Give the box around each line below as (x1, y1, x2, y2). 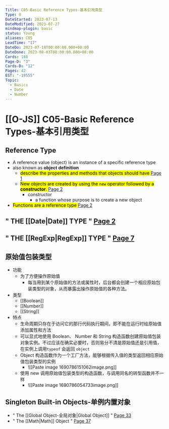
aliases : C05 (5, 36, 33, 41)
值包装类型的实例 (20, 358, 56, 364)
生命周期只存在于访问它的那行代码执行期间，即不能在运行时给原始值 (20, 321, 162, 327)
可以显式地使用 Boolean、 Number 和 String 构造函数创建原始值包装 (20, 333, 161, 339)
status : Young (5, 31, 35, 36)
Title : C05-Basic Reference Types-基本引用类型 (5, 7, 102, 13)
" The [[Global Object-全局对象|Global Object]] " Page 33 (12, 412, 132, 418)
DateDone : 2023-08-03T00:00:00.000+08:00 (5, 49, 94, 54)
